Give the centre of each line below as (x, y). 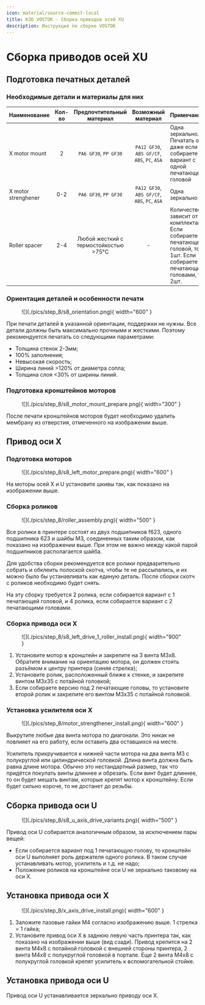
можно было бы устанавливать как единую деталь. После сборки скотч (101, 576)
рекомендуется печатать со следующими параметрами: (81, 337)
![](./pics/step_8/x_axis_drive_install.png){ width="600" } (93, 910)
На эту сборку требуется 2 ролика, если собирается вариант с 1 (91, 595)
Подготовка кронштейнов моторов (61, 391)
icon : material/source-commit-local (53, 13)
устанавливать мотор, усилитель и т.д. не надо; (77, 863)
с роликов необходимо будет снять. (53, 582)
